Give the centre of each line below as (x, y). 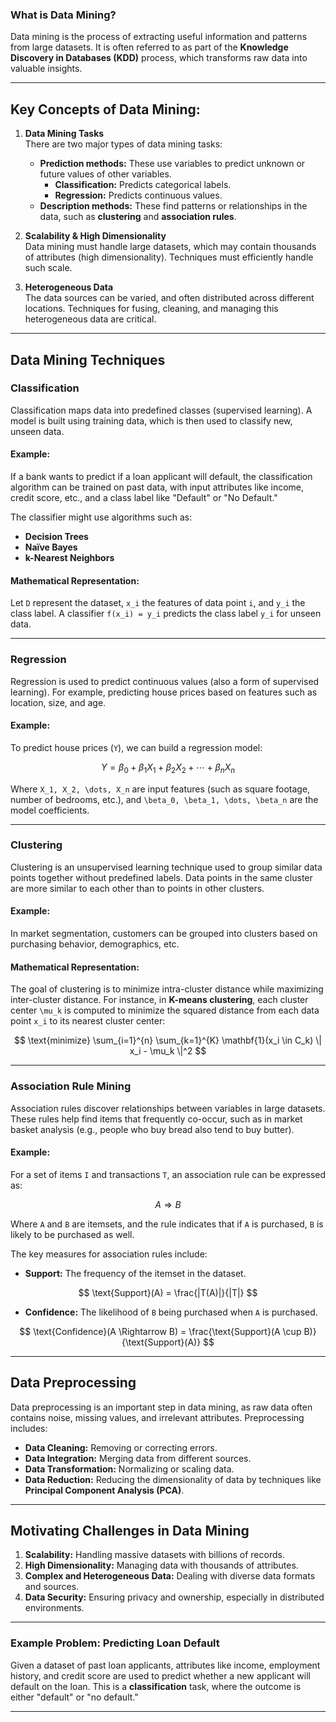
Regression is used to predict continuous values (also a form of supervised (165, 681)
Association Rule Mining (71, 1086)
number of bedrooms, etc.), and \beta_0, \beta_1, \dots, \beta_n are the (164, 799)
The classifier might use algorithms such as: (101, 517)
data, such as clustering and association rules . (138, 217)
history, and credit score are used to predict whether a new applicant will (160, 1675)
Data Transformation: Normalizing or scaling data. (129, 1469)
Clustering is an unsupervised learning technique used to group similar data (166, 867)
